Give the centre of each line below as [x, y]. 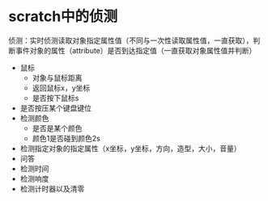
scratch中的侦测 [63, 17]
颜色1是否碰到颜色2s [66, 138]
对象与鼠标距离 [57, 77]
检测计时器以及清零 [52, 188]
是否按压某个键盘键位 [55, 108]
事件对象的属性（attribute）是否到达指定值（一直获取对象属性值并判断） [136, 50]
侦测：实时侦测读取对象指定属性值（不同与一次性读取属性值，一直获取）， [131, 40]
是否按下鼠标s [55, 98]
